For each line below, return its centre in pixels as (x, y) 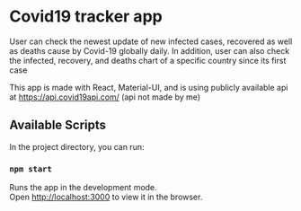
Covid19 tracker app (86, 17)
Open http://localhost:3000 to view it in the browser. (106, 197)
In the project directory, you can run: (77, 146)
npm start (31, 169)
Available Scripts (58, 125)
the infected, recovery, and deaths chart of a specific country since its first (148, 60)
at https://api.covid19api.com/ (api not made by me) (105, 97)
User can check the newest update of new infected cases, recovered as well (151, 41)
